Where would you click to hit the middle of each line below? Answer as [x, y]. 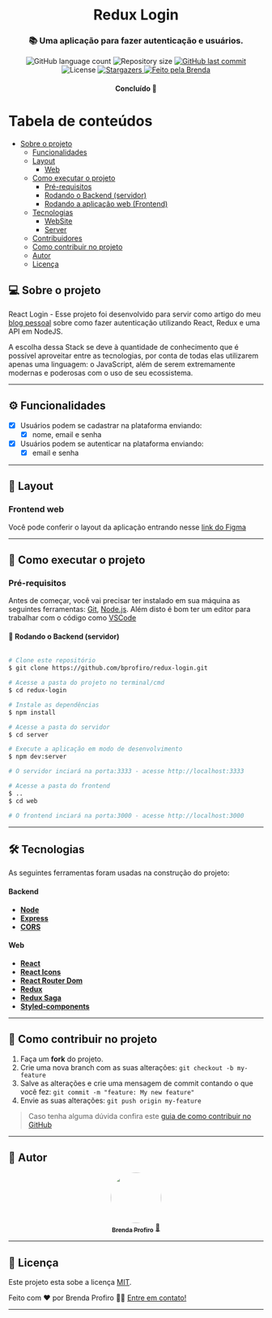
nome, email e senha [67, 434]
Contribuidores [57, 238]
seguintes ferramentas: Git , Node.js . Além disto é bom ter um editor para [130, 610]
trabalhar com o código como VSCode [72, 618]
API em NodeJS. [36, 331]
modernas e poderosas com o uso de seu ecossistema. [101, 372]
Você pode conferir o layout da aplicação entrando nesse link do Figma [127, 527]
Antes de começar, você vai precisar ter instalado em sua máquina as [124, 601]
